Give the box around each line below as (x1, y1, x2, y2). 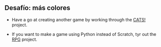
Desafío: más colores (4, 4, 70, 12)
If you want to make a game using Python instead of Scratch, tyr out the (11, 31, 157, 37)
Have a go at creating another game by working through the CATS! (11, 16, 146, 22)
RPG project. (11, 36, 38, 42)
